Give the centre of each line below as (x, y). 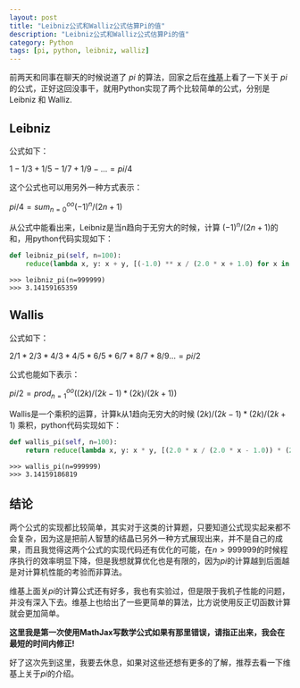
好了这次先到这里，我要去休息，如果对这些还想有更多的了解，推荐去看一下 (146, 662)
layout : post (33, 17)
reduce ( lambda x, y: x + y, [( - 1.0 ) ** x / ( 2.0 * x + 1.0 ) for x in (158, 264)
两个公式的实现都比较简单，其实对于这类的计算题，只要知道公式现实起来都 (146, 527)
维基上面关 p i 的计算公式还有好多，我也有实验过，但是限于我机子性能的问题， (150, 591)
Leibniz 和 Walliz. (41, 100)
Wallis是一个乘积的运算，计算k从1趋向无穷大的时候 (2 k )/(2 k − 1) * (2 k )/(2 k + (148, 414)
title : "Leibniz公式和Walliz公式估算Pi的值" (87, 26)
